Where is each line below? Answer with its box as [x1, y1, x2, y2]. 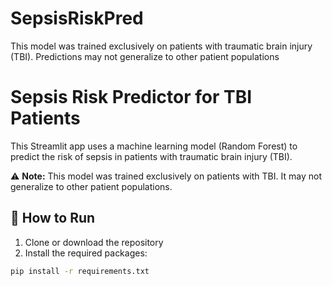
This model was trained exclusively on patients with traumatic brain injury [10, 40, 313, 52]
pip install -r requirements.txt [10, 266, 150, 276]
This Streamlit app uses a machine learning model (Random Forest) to [10, 140, 298, 152]
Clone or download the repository [24, 236, 164, 248]
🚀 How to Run [10, 210, 96, 227]
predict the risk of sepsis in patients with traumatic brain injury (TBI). [10, 150, 293, 162]
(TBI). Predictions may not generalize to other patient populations [10, 50, 280, 62]
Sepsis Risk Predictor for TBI [10, 86, 253, 109]
